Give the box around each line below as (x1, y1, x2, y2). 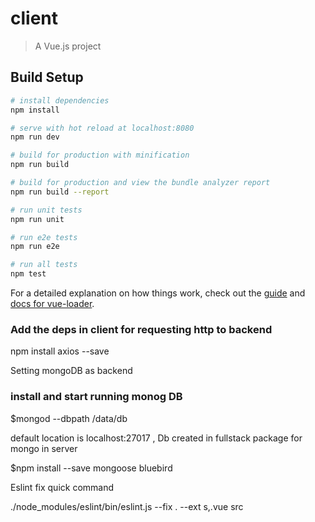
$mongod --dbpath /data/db (10, 412, 128, 424)
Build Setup (10, 69, 84, 86)
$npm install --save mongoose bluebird (10, 462, 173, 474)
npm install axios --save (10, 345, 110, 357)
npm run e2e (10, 242, 60, 252)
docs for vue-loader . (10, 298, 95, 309)
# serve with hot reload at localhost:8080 (10, 123, 195, 133)
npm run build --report (10, 187, 110, 197)
